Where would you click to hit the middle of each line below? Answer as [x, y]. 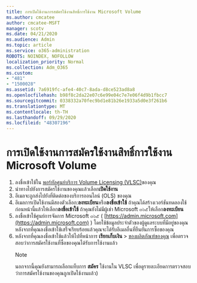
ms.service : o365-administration [48, 51]
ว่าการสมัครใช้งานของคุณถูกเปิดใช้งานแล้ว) [57, 273]
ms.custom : [20, 73]
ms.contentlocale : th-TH [37, 112]
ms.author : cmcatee [31, 17]
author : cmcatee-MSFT [33, 23]
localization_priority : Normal [45, 62]
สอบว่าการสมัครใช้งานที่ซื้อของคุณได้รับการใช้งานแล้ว [66, 243]
